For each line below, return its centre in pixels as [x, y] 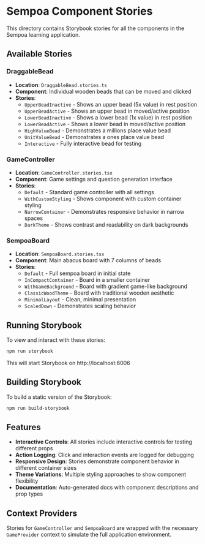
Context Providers [42, 513]
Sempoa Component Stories [80, 11]
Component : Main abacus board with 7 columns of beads [88, 260]
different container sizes [46, 468]
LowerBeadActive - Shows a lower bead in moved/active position [105, 124]
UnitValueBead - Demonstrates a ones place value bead [94, 137]
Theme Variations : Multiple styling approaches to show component [101, 474]
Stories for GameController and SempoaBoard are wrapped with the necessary [102, 528]
